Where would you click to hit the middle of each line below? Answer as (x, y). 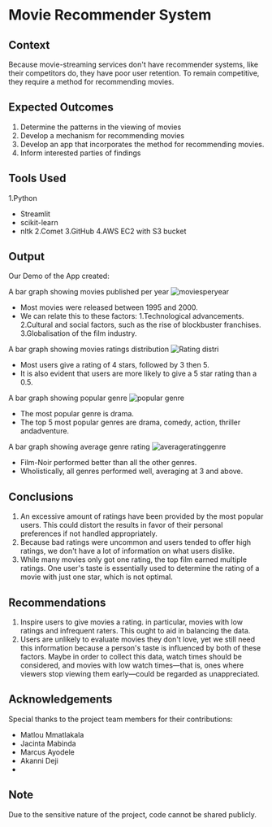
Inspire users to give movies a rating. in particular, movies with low (132, 622)
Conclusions (41, 496)
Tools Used (37, 178)
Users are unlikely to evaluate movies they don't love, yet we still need (138, 639)
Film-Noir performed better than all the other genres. (108, 463)
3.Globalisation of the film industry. (78, 333)
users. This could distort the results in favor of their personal (121, 525)
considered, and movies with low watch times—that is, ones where (132, 665)
